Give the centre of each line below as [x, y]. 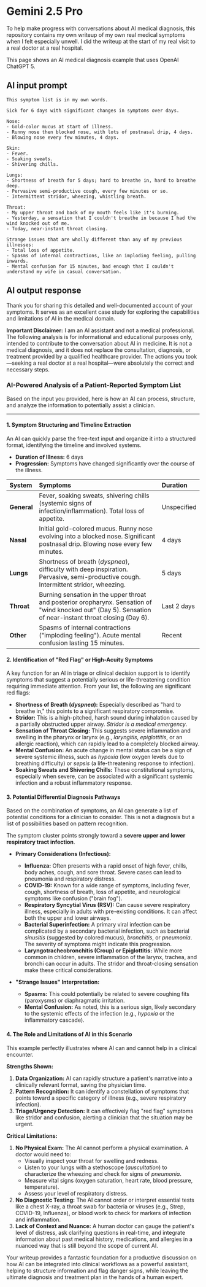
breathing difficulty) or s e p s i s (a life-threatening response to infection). [105, 763]
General [21, 507]
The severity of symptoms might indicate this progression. [98, 944]
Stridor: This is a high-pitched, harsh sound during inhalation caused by [106, 718]
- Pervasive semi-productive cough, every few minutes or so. [87, 191]
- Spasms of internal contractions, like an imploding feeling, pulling [101, 255]
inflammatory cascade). [54, 1020]
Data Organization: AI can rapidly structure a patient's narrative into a [104, 1078]
